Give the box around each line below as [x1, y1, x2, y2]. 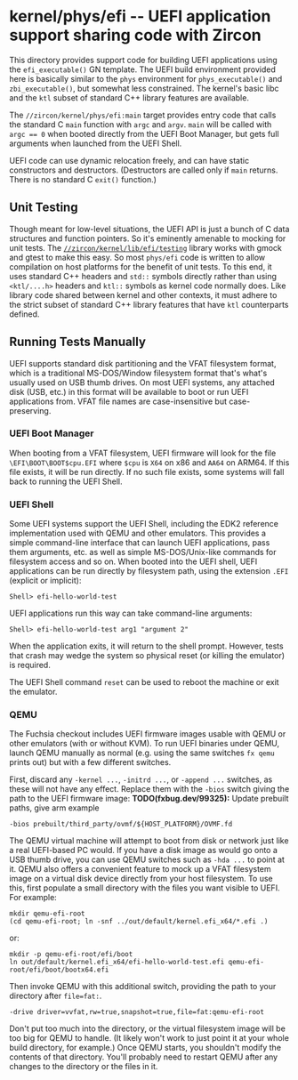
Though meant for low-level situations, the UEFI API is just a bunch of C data [9, 223, 290, 234]
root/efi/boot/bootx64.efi [9, 965, 109, 975]
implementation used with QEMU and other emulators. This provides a [9, 528, 267, 539]
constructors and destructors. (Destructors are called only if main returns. [9, 165, 278, 175]
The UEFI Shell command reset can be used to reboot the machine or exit [9, 677, 279, 688]
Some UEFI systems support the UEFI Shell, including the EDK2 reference [9, 519, 278, 529]
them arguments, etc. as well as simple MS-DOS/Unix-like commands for [9, 547, 278, 558]
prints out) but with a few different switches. [9, 757, 172, 768]
